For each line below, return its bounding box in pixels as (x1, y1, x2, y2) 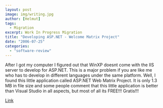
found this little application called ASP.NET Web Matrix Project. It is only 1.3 (5, 77, 157, 83)
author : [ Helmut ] (5, 16, 41, 21)
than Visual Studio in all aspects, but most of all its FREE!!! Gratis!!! (5, 88, 139, 94)
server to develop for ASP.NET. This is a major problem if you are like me (5, 67, 152, 73)
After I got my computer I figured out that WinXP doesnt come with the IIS (5, 62, 154, 68)
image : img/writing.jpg (5, 12, 54, 17)
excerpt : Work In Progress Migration (5, 30, 82, 35)
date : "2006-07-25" (5, 39, 45, 44)
